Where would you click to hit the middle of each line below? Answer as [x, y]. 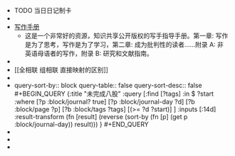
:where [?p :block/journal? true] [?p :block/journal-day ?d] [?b [105, 102]
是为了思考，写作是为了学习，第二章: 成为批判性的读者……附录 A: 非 [124, 44]
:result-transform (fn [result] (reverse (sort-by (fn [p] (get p [101, 117]
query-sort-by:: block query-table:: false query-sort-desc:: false [108, 85]
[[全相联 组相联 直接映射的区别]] [61, 70]
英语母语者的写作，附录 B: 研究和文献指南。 [89, 53]
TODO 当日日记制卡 [43, 10]
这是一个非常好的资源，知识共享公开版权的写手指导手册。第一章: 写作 [126, 35]
